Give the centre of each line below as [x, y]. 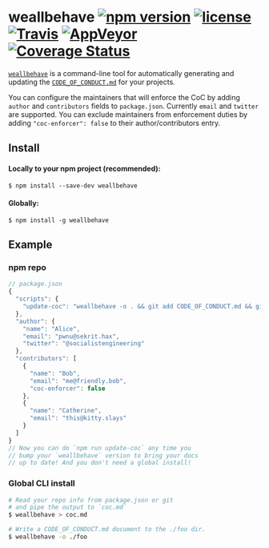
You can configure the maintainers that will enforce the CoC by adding [124, 97]
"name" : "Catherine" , [66, 411]
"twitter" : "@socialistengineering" [84, 344]
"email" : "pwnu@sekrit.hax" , [71, 336]
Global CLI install [42, 483]
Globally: [24, 203]
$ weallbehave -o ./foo [48, 537]
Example [30, 245]
